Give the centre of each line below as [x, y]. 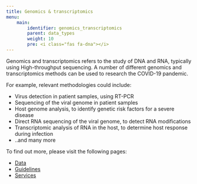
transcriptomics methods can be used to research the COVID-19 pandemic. [97, 73]
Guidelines [28, 169]
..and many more [35, 140]
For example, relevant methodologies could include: [69, 85]
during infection [34, 133]
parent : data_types [51, 34]
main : [24, 22]
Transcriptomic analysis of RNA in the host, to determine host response [101, 128]
